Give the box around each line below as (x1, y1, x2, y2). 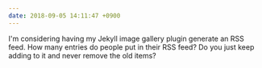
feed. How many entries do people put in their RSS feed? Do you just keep (8, 42, 255, 52)
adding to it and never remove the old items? (8, 50, 156, 60)
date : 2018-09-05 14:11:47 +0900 (8, 11, 121, 20)
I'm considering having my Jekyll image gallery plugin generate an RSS (8, 34, 244, 43)
